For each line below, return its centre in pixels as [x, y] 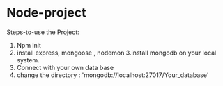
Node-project [46, 13]
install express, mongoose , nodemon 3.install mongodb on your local [116, 53]
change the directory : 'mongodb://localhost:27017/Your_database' [113, 75]
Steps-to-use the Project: [43, 32]
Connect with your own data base [65, 67]
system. [28, 60]
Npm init [29, 45]
